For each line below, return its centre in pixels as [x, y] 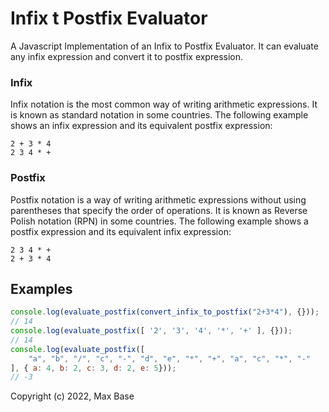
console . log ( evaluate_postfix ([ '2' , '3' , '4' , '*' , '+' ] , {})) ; [151, 331]
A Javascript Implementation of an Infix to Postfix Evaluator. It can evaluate [164, 46]
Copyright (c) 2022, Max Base [72, 396]
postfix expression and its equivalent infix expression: [121, 231]
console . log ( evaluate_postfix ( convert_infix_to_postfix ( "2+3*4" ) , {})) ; [165, 312]
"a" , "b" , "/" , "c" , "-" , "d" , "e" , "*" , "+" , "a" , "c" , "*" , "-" [170, 358]
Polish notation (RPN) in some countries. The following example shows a [159, 221]
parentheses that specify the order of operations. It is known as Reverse [159, 210]
